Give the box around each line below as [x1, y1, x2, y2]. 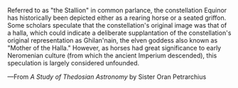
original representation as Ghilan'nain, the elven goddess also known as [7, 36, 218, 45]
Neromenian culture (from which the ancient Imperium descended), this [7, 51, 217, 60]
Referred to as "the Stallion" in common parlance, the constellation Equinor [7, 6, 227, 14]
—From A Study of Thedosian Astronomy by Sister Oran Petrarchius [7, 72, 207, 81]
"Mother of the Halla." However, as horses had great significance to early [7, 44, 222, 52]
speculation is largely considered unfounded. [7, 59, 140, 67]
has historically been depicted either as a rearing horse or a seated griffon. [7, 13, 227, 22]
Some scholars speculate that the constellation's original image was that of [7, 21, 227, 29]
